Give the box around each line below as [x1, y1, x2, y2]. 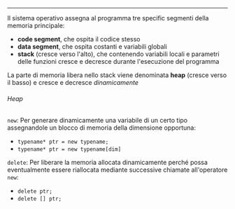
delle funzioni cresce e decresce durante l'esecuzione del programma [17, 58, 220, 65]
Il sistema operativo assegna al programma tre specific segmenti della [7, 14, 209, 22]
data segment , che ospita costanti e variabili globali [17, 43, 168, 50]
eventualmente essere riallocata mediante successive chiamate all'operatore [7, 166, 228, 174]
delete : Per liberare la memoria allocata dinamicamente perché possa [7, 159, 208, 167]
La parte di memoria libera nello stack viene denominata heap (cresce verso [7, 71, 227, 79]
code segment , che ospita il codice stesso [17, 35, 141, 43]
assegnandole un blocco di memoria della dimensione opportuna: [7, 123, 196, 132]
